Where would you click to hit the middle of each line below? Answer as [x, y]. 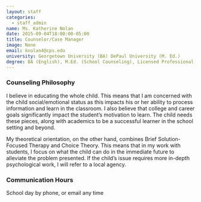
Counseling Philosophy [41, 82]
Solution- [169, 139]
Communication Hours [40, 180]
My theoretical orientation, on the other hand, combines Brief [81, 139]
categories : [21, 17]
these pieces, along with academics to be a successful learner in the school [100, 121]
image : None [21, 45]
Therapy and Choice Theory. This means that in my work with [105, 145]
